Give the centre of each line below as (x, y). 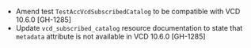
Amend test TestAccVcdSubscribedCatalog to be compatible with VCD (128, 11)
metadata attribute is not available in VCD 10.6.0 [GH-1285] (110, 36)
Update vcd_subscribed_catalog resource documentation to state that (129, 28)
